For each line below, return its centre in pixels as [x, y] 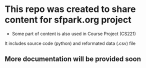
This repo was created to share [70, 9]
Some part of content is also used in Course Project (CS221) [74, 33]
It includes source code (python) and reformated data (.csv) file [70, 43]
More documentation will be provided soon [73, 59]
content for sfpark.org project [68, 20]
